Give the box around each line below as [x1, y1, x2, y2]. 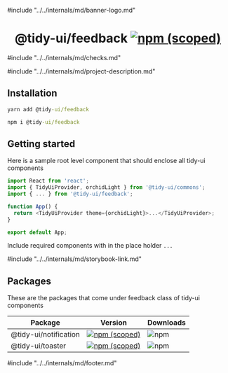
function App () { [7, 203, 58, 210]
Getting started [7, 138, 76, 150]
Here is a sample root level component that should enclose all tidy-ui [7, 157, 206, 165]
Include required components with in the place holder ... [7, 241, 173, 250]
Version [100, 318, 128, 328]
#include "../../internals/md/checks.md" [7, 53, 121, 62]
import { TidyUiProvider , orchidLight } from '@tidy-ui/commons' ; [7, 184, 206, 191]
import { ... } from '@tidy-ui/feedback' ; [7, 190, 133, 198]
